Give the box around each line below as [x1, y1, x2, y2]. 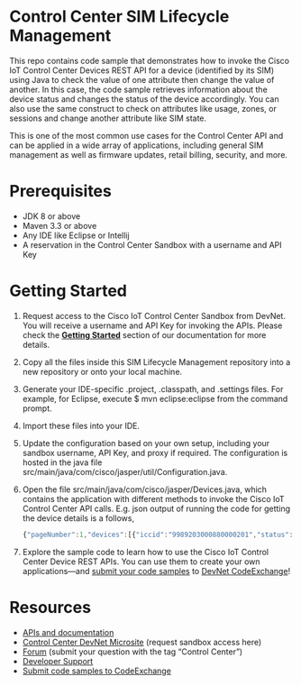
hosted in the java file [22, 457, 103, 468]
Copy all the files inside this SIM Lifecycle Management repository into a [22, 356, 291, 367]
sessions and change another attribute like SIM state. [9, 113, 207, 123]
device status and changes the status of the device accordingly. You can [9, 93, 279, 105]
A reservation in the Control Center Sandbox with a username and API [22, 239, 282, 250]
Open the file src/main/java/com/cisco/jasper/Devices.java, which [22, 484, 268, 495]
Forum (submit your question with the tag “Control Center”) [22, 646, 243, 657]
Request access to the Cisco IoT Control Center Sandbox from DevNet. [22, 310, 287, 321]
